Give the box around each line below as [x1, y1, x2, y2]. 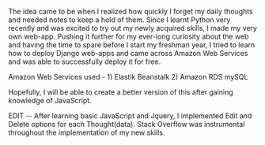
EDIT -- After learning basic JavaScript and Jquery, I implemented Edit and [8, 111, 252, 121]
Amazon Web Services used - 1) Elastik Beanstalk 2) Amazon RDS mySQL [8, 72, 248, 81]
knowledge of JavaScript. [8, 96, 93, 105]
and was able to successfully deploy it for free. [8, 57, 161, 66]
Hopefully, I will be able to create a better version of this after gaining [8, 87, 233, 97]
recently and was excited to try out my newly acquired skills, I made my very [8, 24, 257, 32]
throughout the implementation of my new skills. [8, 128, 165, 137]
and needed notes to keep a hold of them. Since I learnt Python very [8, 15, 231, 24]
